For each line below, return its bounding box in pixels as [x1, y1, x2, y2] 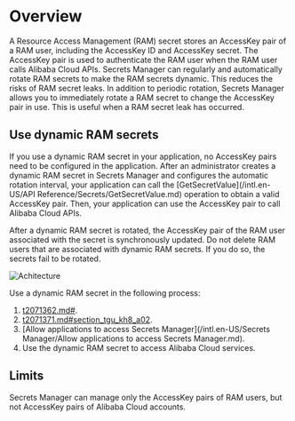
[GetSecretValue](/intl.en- [176, 179, 271, 190]
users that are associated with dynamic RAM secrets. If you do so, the [9, 243, 266, 254]
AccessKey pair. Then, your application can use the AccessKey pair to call [9, 198, 281, 209]
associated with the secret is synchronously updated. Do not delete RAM [9, 234, 276, 245]
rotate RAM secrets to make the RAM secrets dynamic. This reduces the [9, 73, 274, 83]
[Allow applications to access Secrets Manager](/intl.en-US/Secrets [21, 323, 271, 334]
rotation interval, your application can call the [9, 179, 175, 190]
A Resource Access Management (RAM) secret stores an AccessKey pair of [9, 36, 287, 46]
